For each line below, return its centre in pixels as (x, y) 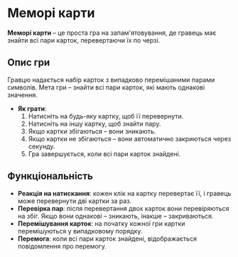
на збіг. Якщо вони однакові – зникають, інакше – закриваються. (115, 216)
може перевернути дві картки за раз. (75, 201)
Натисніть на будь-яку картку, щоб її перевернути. (106, 116)
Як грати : (32, 109)
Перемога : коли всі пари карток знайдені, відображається (107, 239)
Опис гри (29, 63)
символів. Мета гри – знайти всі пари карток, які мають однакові (106, 87)
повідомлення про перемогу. (62, 246)
